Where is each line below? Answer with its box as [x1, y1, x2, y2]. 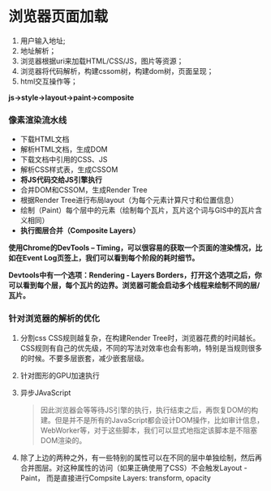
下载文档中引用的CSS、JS [19, 155, 108, 165]
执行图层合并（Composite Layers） [19, 226, 140, 235]
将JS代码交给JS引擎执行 [19, 175, 103, 185]
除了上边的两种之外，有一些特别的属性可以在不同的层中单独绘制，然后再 [19, 452, 262, 463]
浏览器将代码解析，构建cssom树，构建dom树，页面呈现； [19, 66, 214, 75]
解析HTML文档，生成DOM [19, 144, 108, 154]
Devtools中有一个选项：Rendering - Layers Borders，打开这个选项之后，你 [8, 270, 262, 280]
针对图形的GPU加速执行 [19, 370, 100, 380]
